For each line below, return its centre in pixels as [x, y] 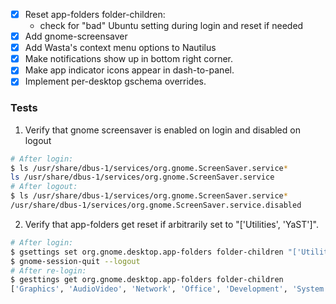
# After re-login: [48, 270]
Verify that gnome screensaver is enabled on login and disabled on [162, 130]
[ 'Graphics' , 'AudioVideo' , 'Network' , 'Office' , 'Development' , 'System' [169, 289]
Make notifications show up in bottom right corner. [129, 59]
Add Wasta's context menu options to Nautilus [120, 48]
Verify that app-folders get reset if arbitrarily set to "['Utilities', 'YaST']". [172, 224]
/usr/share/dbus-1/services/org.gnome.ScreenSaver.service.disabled [156, 205]
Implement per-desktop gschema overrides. [115, 81]
